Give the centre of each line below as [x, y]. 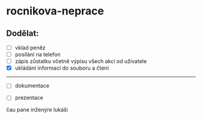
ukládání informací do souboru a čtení [62, 68]
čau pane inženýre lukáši [37, 110]
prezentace [29, 98]
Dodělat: [23, 33]
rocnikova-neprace [55, 11]
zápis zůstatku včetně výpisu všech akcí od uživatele [81, 61]
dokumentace [32, 86]
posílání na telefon [38, 55]
